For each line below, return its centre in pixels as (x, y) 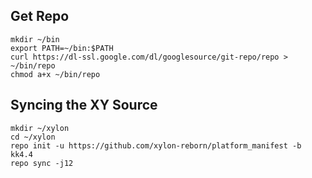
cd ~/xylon (33, 137)
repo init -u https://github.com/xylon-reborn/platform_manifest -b (156, 145)
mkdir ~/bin (35, 39)
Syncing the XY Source (84, 105)
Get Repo (40, 16)
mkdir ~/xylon (40, 128)
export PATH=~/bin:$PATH (62, 48)
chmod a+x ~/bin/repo (55, 74)
